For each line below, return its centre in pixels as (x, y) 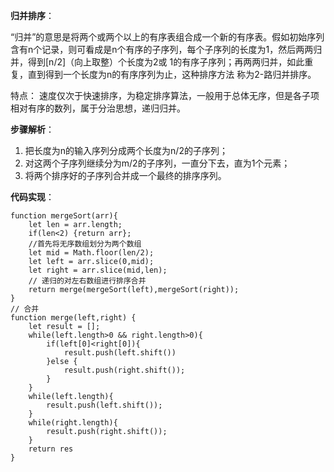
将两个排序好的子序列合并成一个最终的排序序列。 (125, 175)
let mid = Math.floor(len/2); (91, 253)
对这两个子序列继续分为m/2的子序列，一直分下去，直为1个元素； (157, 163)
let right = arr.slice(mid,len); (98, 270)
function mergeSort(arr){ (64, 216)
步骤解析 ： (32, 129)
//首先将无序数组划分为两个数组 (85, 244)
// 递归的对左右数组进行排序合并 (87, 281)
